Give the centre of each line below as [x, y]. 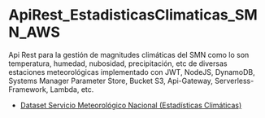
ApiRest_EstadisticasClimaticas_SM [133, 15]
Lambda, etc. [72, 89]
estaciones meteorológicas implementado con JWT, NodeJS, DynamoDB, [132, 72]
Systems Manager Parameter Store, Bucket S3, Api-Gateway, [111, 81]
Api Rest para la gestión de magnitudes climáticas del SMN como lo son [129, 55]
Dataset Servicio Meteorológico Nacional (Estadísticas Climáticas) [131, 105]
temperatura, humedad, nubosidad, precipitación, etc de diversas [118, 63]
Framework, [28, 89]
